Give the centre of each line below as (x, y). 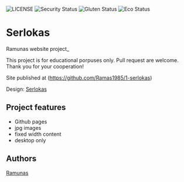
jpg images (28, 128)
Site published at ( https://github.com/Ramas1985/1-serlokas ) (79, 78)
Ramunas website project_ (38, 49)
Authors (21, 159)
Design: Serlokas (27, 89)
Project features (36, 107)
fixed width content (38, 134)
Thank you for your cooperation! (45, 66)
